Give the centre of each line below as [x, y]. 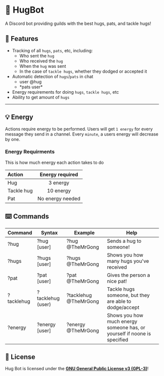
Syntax [49, 233]
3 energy [59, 182]
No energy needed [59, 198]
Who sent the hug [37, 56]
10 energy [59, 191]
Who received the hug [41, 61]
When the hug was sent [43, 66]
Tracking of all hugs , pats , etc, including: [52, 50]
